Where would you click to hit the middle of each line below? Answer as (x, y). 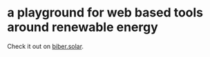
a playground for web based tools (105, 13)
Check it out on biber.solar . (46, 46)
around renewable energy (83, 27)
